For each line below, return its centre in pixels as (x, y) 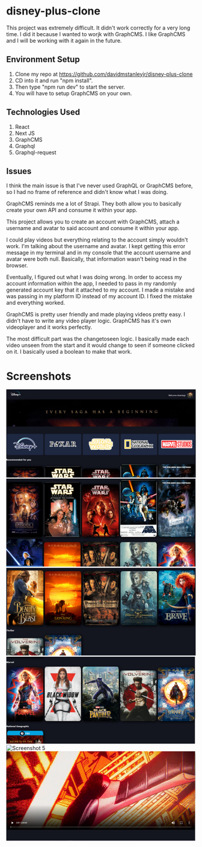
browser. (17, 266)
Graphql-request (35, 152)
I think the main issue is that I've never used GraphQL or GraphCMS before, (100, 186)
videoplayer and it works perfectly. (49, 327)
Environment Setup (43, 59)
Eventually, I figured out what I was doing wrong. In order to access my (94, 277)
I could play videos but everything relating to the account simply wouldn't (97, 240)
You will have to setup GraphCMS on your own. (73, 93)
